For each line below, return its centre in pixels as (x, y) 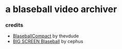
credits (14, 25)
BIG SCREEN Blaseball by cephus (48, 41)
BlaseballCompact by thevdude (46, 36)
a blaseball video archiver (61, 9)
